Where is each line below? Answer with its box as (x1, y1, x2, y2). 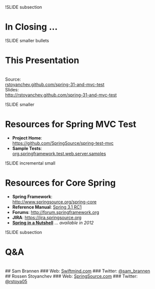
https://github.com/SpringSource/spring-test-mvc (12, 140, 114, 146)
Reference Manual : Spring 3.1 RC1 (12, 204, 82, 210)
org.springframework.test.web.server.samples (12, 150, 106, 156)
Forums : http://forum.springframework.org (12, 209, 99, 215)
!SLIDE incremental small (5, 160, 56, 166)
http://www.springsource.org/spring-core (12, 199, 97, 204)
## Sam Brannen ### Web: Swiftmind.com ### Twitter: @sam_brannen (5, 268, 151, 274)
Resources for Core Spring (5, 177, 116, 188)
